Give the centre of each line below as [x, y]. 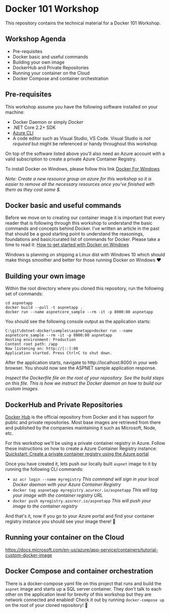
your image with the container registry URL [58, 495]
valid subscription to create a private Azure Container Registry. [71, 159]
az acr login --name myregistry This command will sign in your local [86, 479]
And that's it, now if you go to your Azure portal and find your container [80, 516]
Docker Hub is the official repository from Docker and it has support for [80, 417]
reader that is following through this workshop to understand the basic [79, 223]
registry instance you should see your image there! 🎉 [60, 521]
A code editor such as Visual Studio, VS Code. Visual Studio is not [81, 138]
